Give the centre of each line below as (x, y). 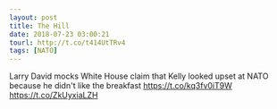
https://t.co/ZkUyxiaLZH (54, 96)
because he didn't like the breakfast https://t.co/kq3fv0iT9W (121, 86)
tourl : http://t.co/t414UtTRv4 (67, 42)
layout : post (34, 17)
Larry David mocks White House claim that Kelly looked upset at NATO (139, 76)
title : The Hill (39, 26)
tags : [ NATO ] (34, 51)
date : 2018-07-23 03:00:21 (59, 34)
